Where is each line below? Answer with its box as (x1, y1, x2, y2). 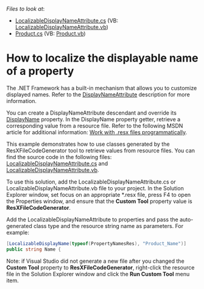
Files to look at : (6, 5, 45, 12)
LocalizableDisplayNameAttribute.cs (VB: (15, 17, 119, 24)
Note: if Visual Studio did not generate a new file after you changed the (6, 257, 185, 265)
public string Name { (6, 246, 62, 252)
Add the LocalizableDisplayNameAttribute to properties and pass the (6, 216, 178, 223)
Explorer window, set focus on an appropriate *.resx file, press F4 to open (6, 191, 191, 198)
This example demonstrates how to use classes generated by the (6, 140, 170, 148)
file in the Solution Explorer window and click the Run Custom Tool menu (6, 270, 190, 277)
